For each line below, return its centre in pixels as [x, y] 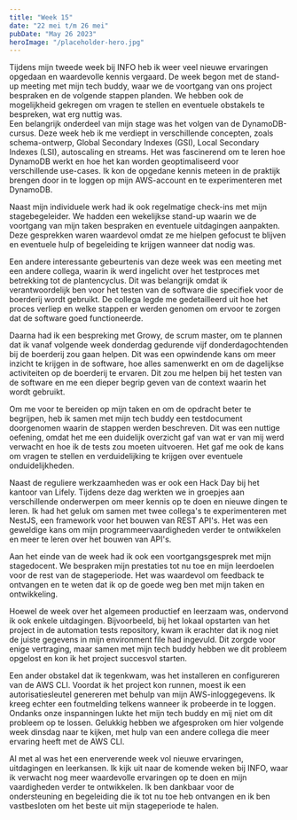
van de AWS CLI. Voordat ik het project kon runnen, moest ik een [128, 685]
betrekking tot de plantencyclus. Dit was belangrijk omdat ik [118, 281]
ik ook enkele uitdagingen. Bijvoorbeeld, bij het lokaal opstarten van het [140, 621]
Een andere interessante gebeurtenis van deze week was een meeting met [145, 262]
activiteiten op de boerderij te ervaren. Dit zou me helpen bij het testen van [146, 373]
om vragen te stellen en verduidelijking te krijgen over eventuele [126, 457]
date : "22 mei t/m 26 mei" [59, 26]
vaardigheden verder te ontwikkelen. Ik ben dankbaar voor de [122, 787]
